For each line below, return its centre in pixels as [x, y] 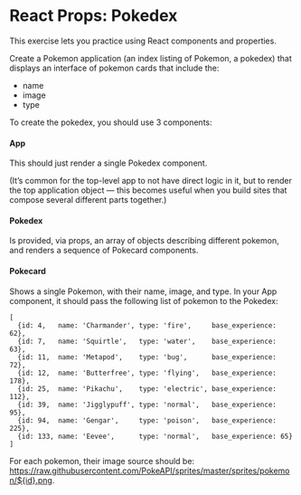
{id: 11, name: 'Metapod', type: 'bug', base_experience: [147, 357]
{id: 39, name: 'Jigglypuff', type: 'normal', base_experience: [147, 405]
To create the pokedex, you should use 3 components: [111, 122]
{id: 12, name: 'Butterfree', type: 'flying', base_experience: [147, 373]
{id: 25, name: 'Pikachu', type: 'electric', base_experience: [147, 389]
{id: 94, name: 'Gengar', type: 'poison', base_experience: [147, 420]
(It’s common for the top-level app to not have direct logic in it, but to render [150, 181]
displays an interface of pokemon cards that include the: [114, 68]
